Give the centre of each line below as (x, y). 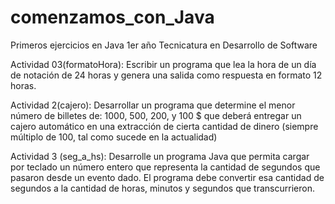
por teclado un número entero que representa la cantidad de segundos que (165, 167)
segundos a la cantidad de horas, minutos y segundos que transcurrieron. (162, 188)
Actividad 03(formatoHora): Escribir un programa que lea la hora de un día (163, 64)
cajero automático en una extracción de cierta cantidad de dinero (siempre (164, 126)
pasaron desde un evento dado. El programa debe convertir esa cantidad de (167, 177)
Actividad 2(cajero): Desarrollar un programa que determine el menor (153, 105)
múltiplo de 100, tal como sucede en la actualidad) (114, 137)
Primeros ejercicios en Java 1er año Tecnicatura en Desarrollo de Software (164, 45)
